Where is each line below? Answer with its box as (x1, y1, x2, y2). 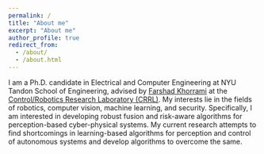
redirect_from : (8, 41, 59, 49)
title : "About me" (8, 19, 69, 27)
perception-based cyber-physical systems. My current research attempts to (8, 120, 257, 129)
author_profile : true (8, 33, 80, 42)
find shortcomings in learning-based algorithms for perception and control (8, 128, 251, 137)
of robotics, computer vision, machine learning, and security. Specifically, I (8, 102, 252, 112)
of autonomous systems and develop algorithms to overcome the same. (8, 137, 243, 146)
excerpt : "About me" (8, 26, 77, 34)
